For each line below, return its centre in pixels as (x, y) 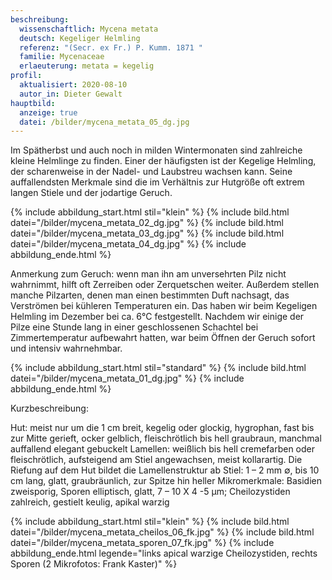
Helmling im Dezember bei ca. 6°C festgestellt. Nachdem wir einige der (157, 317)
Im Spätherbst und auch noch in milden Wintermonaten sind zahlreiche (156, 150)
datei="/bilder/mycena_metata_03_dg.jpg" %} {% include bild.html (147, 233)
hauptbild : (33, 103)
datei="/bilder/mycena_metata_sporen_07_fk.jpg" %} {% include (142, 543)
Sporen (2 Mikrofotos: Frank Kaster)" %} (94, 564)
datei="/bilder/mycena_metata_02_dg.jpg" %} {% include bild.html (147, 223)
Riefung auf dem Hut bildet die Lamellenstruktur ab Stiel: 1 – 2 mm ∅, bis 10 (165, 470)
